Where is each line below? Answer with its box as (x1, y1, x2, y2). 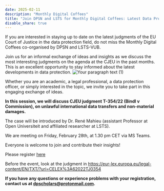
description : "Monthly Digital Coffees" (5, 12, 89, 17)
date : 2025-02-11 (5, 7, 41, 12)
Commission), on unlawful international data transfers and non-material (5, 104, 154, 109)
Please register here (5, 152, 46, 157)
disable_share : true (5, 20, 47, 26)
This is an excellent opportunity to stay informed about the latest (5, 64, 135, 70)
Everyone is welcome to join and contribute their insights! (5, 142, 121, 148)
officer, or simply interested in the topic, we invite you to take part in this (5, 84, 150, 90)
